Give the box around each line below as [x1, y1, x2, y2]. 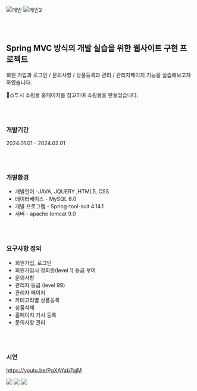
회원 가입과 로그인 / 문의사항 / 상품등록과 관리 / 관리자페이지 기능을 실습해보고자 [6, 71, 192, 79]
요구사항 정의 [6, 245, 42, 253]
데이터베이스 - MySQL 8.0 [14, 195, 77, 202]
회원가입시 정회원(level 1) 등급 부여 [14, 267, 96, 274]
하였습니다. [6, 79, 32, 86]
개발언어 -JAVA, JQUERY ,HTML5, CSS [14, 188, 110, 195]
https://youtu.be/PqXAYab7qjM [6, 367, 82, 374]
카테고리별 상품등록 [14, 296, 60, 304]
